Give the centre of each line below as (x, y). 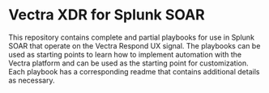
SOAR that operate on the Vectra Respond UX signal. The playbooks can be (134, 45)
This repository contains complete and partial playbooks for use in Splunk (132, 37)
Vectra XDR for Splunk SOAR (107, 15)
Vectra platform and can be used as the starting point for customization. (128, 63)
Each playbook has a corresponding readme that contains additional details (134, 71)
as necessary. (32, 80)
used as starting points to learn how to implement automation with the (125, 54)
